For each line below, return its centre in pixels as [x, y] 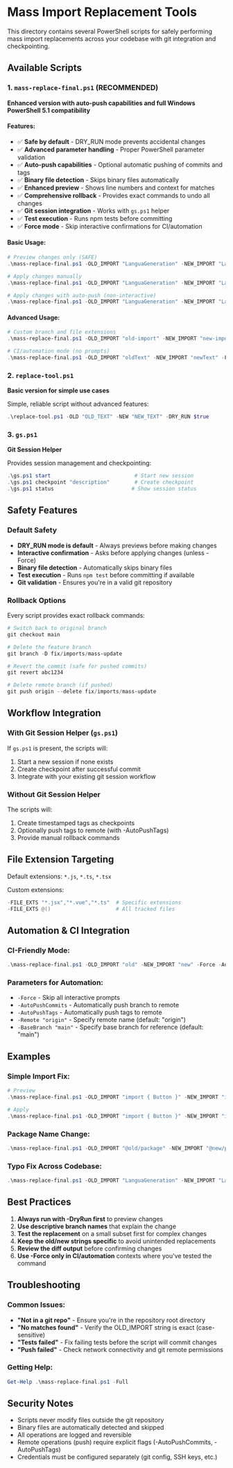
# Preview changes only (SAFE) [52, 258]
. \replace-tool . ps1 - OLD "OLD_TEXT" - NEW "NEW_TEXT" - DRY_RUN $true [108, 417]
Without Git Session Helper [54, 794]
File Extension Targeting [61, 860]
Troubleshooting [44, 1285]
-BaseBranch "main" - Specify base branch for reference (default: [110, 1027]
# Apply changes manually [44, 276]
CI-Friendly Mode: [39, 950]
